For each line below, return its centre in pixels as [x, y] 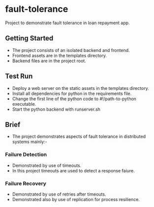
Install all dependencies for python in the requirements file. [72, 93]
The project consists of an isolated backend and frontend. [71, 50]
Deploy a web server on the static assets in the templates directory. [80, 88]
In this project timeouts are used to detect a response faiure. [74, 170]
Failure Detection [26, 155]
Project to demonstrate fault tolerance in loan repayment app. [67, 23]
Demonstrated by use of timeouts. [47, 165]
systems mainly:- [30, 142]
